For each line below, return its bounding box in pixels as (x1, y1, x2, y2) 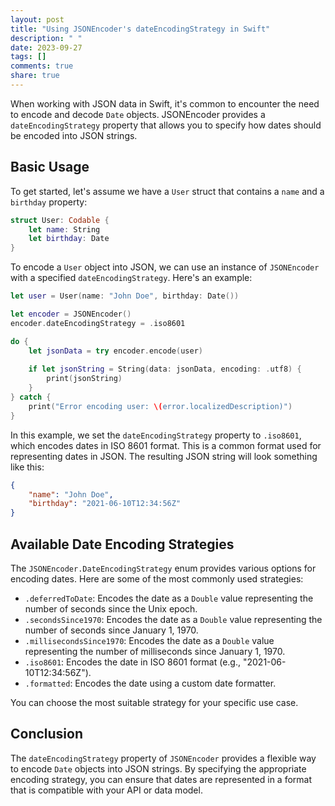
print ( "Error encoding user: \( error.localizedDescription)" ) (28, 401, 293, 411)
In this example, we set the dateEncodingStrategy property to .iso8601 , (10, 429, 302, 441)
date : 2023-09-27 (10, 42, 83, 53)
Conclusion (10, 726, 84, 743)
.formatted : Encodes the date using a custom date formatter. (24, 677, 277, 689)
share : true (10, 71, 60, 81)
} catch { (10, 392, 52, 403)
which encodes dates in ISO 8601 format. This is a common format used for (10, 439, 322, 451)
